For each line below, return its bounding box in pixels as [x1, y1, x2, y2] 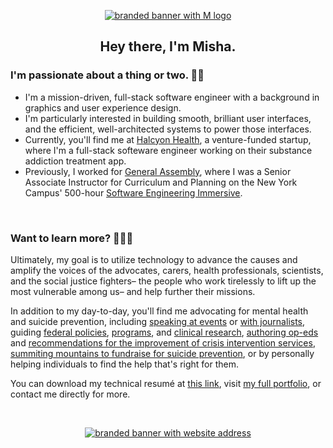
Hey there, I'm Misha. [99, 38, 237, 55]
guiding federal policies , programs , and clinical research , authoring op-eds [10, 326, 319, 338]
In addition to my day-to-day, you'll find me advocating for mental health [10, 305, 309, 317]
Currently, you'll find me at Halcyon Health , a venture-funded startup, [24, 133, 312, 145]
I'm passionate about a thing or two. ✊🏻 [10, 68, 205, 82]
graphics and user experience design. [24, 101, 182, 114]
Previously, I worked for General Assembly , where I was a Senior [24, 165, 292, 177]
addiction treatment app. [24, 155, 127, 167]
